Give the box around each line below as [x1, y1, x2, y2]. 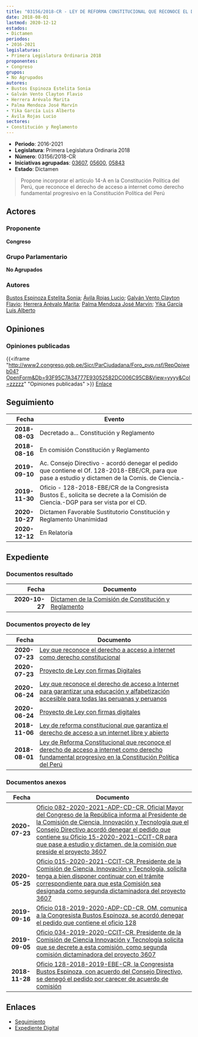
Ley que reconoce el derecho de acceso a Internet [39, 680, 179, 688]
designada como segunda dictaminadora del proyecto [36, 887, 186, 895]
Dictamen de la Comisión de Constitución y [50, 595, 170, 603]
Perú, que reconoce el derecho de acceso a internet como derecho [20, 183, 184, 190]
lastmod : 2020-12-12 [6, 20, 57, 25]
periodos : [6, 36, 31, 42]
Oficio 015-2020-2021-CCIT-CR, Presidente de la [36, 857, 181, 865]
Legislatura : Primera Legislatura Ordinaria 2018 [14, 147, 130, 154]
